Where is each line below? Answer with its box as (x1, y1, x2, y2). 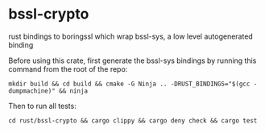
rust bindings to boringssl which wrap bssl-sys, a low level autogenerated (8, 31, 254, 41)
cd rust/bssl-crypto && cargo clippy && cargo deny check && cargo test (8, 116, 258, 125)
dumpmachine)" (8, 86, 56, 95)
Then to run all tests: (8, 101, 77, 110)
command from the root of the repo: (8, 64, 128, 73)
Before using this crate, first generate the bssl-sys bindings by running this (8, 56, 257, 65)
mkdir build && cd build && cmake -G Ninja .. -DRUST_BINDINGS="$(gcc (8, 80, 251, 88)
